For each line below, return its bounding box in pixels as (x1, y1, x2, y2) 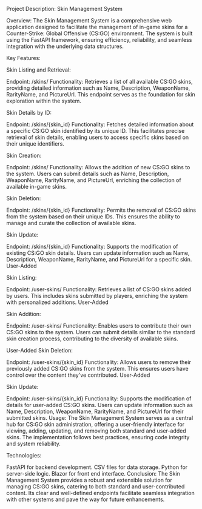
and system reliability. (6, 440, 61, 447)
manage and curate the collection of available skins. (6, 220, 136, 226)
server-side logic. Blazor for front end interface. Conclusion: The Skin (6, 470, 180, 477)
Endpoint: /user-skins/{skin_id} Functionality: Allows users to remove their (6, 359, 191, 366)
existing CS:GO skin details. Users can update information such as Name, (6, 249, 190, 257)
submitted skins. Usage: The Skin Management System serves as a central (6, 414, 194, 421)
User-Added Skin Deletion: (6, 347, 73, 354)
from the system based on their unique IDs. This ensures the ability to (6, 213, 180, 220)
